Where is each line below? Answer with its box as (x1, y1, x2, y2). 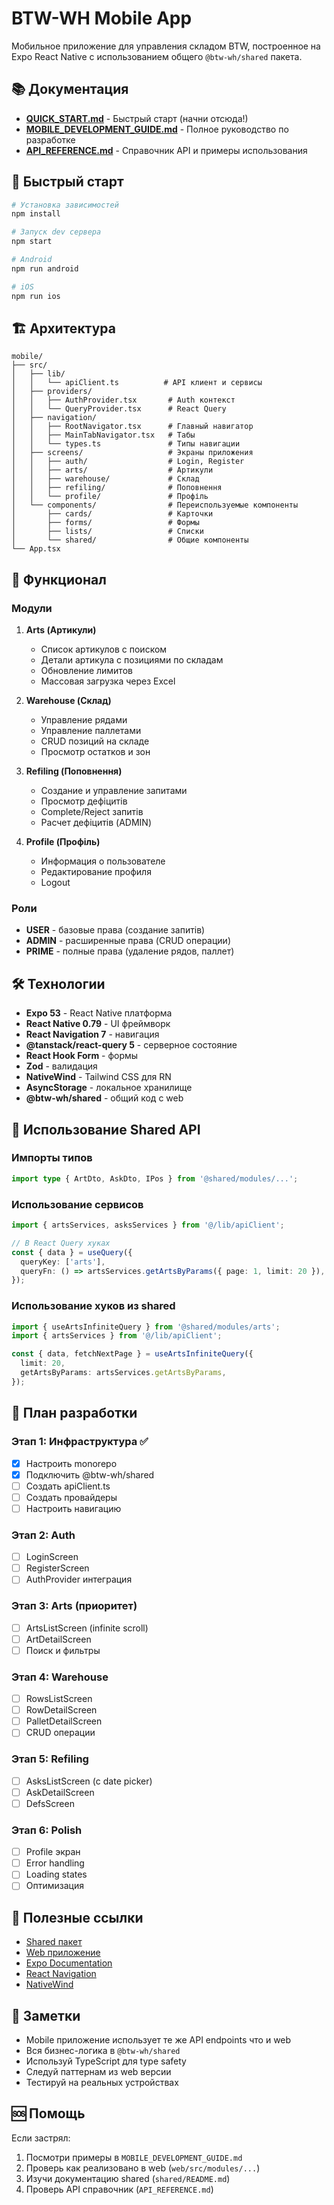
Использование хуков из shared (11, 1299, 176, 1313)
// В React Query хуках (11, 1238, 111, 1248)
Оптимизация (25, 1880, 84, 1892)
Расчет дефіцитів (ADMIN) (40, 817, 152, 829)
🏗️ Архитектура (11, 320, 116, 337)
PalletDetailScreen (25, 1715, 103, 1727)
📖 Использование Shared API (11, 1121, 201, 1138)
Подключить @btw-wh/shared (25, 1468, 155, 1481)
